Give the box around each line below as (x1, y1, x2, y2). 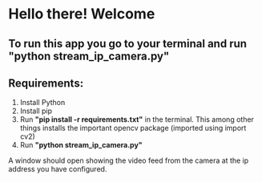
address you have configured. (8, 164, 107, 174)
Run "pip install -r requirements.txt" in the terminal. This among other (19, 115, 255, 124)
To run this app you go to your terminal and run (8, 37, 247, 51)
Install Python (19, 98, 66, 107)
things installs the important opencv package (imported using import (19, 123, 247, 133)
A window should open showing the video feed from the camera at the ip (8, 156, 249, 165)
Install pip (19, 106, 52, 116)
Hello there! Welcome (8, 5, 155, 23)
